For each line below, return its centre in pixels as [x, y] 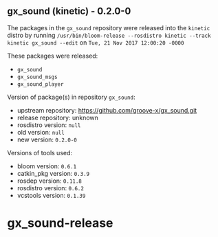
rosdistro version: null [49, 125]
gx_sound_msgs [37, 77]
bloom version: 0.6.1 [47, 166]
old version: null [41, 132]
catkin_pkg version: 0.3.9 [53, 173]
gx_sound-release [60, 223]
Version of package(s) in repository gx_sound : [71, 97]
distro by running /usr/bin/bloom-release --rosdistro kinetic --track [109, 35]
